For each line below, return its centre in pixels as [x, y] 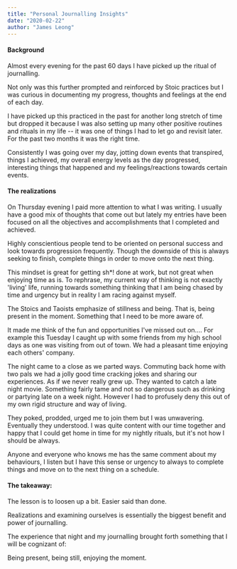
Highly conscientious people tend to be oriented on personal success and [115, 243]
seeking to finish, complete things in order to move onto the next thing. [111, 258]
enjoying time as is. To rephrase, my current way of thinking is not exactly [115, 280]
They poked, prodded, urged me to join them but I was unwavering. [106, 418]
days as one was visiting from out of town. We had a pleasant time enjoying [118, 345]
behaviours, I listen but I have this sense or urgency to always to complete [116, 462]
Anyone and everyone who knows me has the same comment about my [112, 454]
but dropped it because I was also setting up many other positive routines [115, 123]
